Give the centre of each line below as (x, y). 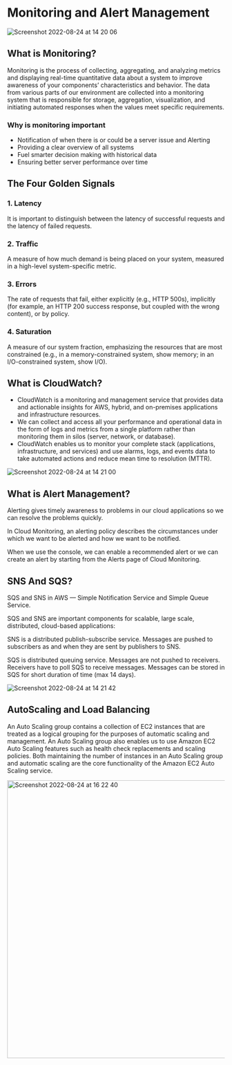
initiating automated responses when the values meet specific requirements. (116, 107)
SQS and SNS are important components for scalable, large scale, (101, 619)
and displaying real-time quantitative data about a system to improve (105, 77)
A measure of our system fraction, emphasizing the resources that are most (115, 346)
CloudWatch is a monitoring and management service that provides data (120, 400)
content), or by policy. (38, 314)
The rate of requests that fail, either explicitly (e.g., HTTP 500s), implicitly (112, 299)
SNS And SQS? (40, 581)
